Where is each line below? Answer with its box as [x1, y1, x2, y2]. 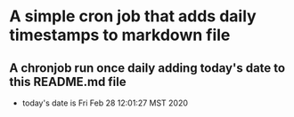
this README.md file [9, 74, 127, 90]
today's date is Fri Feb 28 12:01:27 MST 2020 [21, 97, 189, 108]
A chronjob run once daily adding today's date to [9, 60, 286, 75]
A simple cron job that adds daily [9, 6, 257, 27]
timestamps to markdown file [9, 25, 231, 45]
